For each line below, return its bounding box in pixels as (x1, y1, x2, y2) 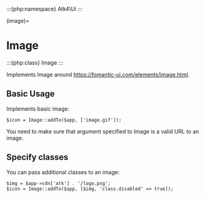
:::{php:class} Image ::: (6, 58, 64, 66)
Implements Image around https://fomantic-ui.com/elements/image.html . (6, 71, 190, 78)
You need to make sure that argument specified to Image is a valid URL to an (6, 127, 199, 135)
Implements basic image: (6, 105, 70, 113)
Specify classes (6, 152, 69, 162)
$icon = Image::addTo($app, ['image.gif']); (6, 117, 122, 123)
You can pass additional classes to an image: (6, 168, 120, 176)
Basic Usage (6, 89, 55, 99)
